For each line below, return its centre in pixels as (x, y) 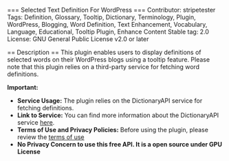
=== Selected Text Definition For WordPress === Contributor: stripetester (111, 10)
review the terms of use (51, 137)
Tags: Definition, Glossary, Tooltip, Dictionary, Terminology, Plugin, (101, 17)
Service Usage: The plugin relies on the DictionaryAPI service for (110, 101)
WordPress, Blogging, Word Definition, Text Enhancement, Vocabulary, (107, 24)
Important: (23, 87)
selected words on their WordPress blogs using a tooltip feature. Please (109, 60)
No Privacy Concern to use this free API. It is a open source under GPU (119, 144)
